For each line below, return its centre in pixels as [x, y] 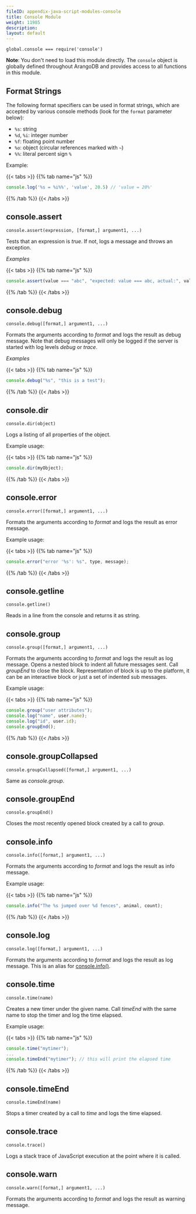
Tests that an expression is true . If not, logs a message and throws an [90, 241]
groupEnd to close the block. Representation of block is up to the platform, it [98, 671]
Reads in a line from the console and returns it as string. [73, 615]
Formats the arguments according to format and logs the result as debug [94, 335]
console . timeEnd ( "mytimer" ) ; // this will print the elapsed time [88, 1059]
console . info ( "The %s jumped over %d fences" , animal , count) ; [85, 906]
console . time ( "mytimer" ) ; [37, 1048]
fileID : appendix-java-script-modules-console [64, 11]
